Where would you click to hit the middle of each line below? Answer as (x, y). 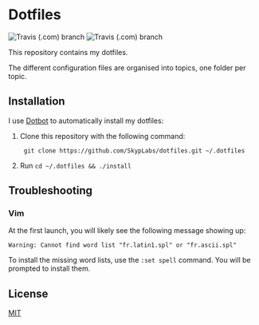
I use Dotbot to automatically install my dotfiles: (86, 121)
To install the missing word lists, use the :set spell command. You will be (129, 260)
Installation (37, 101)
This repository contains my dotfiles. (68, 52)
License (28, 293)
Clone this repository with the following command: (102, 136)
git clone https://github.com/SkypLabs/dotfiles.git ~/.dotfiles (134, 151)
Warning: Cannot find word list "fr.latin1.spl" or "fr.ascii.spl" (123, 245)
